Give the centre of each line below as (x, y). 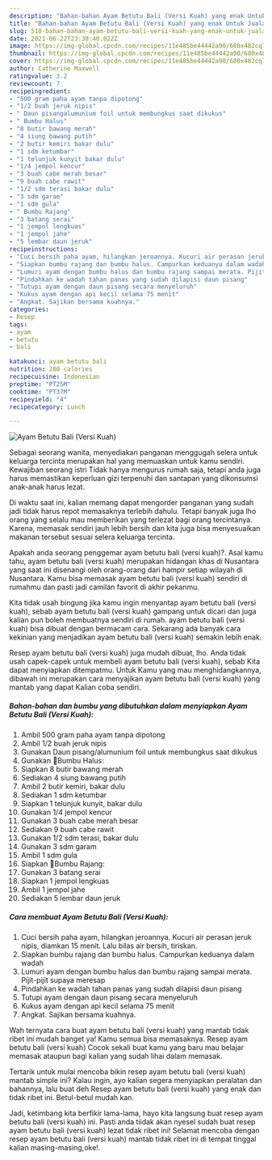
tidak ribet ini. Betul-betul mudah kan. (72, 1098)
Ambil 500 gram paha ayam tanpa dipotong (93, 735)
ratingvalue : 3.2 (38, 76)
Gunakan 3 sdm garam (59, 847)
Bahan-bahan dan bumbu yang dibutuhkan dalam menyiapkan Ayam (129, 706)
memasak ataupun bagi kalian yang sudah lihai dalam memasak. (116, 1056)
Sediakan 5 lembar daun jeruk (71, 899)
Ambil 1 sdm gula (49, 856)
